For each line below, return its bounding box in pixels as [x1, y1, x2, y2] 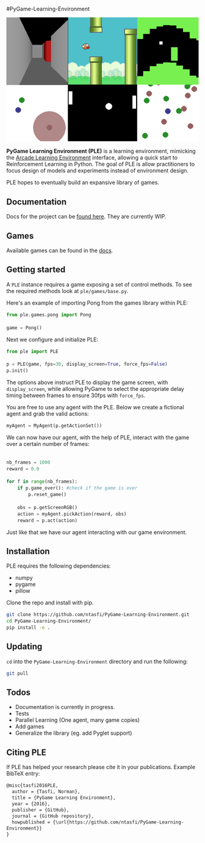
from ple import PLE [6, 348, 59, 354]
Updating [6, 642, 43, 652]
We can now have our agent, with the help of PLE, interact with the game [6, 434, 190, 441]
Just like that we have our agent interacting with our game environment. [6, 529, 187, 536]
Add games [15, 723, 45, 730]
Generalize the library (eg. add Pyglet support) [15, 729, 132, 737]
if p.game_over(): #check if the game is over [17, 485, 138, 491]
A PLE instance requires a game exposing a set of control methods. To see [6, 281, 192, 288]
